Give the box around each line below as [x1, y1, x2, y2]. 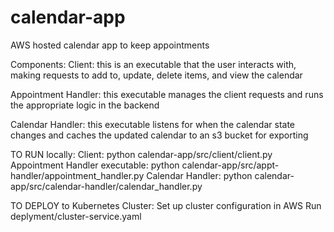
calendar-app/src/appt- [181, 159, 280, 171]
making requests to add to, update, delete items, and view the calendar [10, 69, 303, 81]
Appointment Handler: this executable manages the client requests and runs [10, 88, 324, 100]
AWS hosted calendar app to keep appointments [10, 39, 210, 51]
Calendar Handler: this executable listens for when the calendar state [10, 118, 295, 130]
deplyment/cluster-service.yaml [10, 210, 142, 222]
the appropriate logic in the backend [10, 99, 160, 111]
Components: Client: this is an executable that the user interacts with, [10, 58, 297, 70]
